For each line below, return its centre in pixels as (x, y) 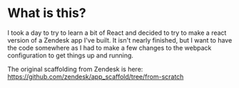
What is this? (47, 13)
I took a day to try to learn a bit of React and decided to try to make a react (117, 33)
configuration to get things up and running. (71, 55)
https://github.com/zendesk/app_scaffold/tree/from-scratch (96, 77)
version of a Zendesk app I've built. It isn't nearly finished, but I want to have (120, 40)
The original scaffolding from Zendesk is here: (75, 69)
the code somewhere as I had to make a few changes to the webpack (110, 48)
